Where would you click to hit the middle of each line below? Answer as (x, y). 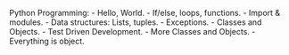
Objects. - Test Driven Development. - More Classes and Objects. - (132, 31)
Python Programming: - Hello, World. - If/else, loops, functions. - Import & (145, 13)
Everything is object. (47, 41)
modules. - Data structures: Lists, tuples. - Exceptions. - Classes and (136, 22)
